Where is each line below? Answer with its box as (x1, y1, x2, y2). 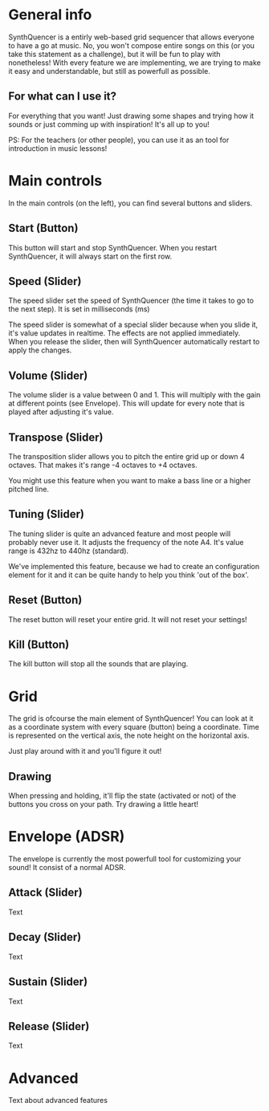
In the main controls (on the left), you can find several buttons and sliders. (8, 198, 253, 208)
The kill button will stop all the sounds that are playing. (8, 659, 189, 669)
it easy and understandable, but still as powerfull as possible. (8, 66, 211, 75)
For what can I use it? (8, 90, 117, 104)
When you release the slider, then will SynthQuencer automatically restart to (8, 337, 260, 347)
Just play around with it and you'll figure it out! (8, 747, 162, 756)
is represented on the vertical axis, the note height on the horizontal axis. (8, 730, 250, 740)
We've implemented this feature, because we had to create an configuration (8, 561, 259, 571)
